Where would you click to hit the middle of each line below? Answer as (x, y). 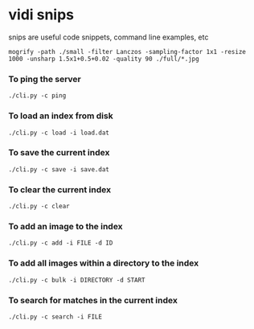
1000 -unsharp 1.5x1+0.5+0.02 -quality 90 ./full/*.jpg (104, 59)
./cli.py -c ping (37, 96)
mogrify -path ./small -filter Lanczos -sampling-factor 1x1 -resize (127, 51)
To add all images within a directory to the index (104, 263)
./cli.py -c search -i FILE (55, 317)
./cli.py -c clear (39, 207)
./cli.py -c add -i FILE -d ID (61, 243)
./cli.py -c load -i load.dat (59, 133)
